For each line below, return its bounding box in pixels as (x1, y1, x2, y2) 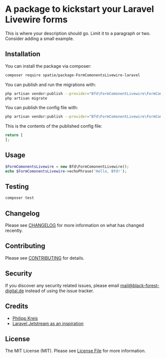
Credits (5, 302, 29, 311)
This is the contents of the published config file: (5, 123, 102, 129)
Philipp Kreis (12, 315, 38, 321)
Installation (5, 50, 41, 58)
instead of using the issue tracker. (25, 288, 94, 294)
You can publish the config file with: (5, 105, 78, 111)
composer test (5, 195, 35, 201)
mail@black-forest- (120, 282, 160, 288)
